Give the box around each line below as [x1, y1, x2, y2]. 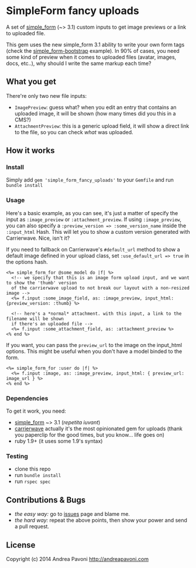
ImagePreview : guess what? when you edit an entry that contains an [14, 104, 177, 111]
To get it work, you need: [6, 407, 66, 414]
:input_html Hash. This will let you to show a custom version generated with [6, 228, 190, 235]
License [6, 540, 36, 550]
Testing [6, 452, 28, 460]
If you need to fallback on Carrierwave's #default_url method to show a [6, 246, 180, 253]
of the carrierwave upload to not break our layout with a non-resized [11, 285, 190, 291]
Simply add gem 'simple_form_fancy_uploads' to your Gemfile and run [6, 176, 174, 183]
